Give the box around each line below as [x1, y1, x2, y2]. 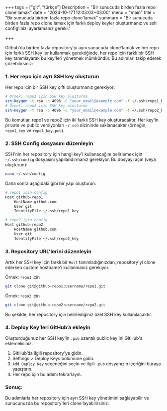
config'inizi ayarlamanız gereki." [5, 25, 71, 31]
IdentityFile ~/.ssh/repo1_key [14, 209, 79, 214]
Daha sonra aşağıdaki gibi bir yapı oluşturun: [5, 180, 96, 186]
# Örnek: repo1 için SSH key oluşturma [5, 94, 88, 99]
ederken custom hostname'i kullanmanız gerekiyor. [5, 265, 110, 271]
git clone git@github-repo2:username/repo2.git [5, 302, 106, 307]
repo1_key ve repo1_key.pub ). [5, 127, 65, 134]
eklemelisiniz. [5, 341, 33, 347]
